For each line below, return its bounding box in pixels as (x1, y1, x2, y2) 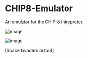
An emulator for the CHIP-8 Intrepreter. (5, 19, 84, 25)
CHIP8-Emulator (5, 3, 73, 14)
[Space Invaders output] (5, 47, 54, 53)
